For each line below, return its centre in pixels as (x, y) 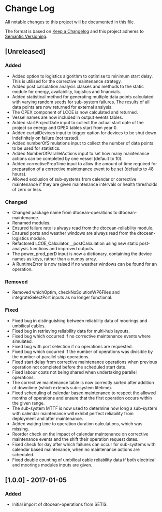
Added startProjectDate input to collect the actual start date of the (78, 122)
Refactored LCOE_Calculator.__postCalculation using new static (75, 243)
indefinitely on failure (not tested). (46, 138)
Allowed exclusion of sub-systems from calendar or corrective (74, 179)
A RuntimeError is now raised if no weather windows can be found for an (84, 264)
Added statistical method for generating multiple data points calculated (83, 96)
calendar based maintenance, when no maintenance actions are (76, 449)
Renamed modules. (31, 223)
